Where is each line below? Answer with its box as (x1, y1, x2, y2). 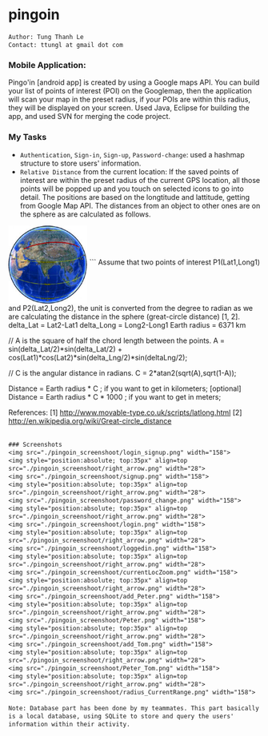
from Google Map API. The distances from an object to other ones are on (19, 201, 261, 210)
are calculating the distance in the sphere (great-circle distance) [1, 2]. (8, 312, 240, 321)
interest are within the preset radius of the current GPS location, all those (19, 175, 261, 185)
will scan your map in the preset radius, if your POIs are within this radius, (8, 94, 250, 105)
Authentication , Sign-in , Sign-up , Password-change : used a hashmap (19, 149, 246, 159)
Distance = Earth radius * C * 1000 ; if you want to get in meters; (8, 392, 222, 401)
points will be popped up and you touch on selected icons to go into (19, 184, 244, 193)
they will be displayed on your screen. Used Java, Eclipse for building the (8, 103, 250, 113)
